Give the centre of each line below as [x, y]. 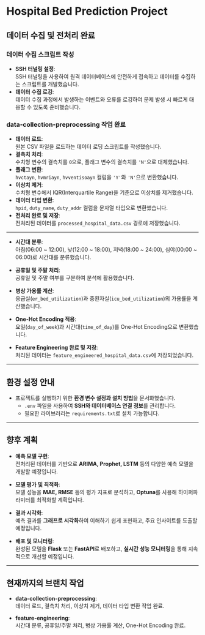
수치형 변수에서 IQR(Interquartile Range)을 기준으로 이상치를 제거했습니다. [104, 193]
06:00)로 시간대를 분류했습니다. [53, 257]
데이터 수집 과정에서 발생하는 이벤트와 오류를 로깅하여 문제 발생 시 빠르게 [101, 99]
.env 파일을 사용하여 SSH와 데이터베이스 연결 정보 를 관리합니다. [100, 405]
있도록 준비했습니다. [57, 107]
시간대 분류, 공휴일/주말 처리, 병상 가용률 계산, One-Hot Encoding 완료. [100, 625]
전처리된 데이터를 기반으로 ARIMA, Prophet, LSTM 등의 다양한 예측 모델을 [104, 464]
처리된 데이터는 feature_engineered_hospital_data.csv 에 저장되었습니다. [104, 355]
